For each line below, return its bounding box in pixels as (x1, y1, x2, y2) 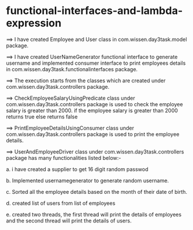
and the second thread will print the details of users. (6, 217, 132, 224)
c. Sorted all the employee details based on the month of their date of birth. (6, 188, 188, 195)
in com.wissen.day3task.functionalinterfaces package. (6, 65, 138, 72)
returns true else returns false (6, 113, 78, 120)
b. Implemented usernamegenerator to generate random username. (6, 177, 169, 184)
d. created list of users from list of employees (6, 200, 116, 207)
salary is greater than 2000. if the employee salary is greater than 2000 (6, 107, 178, 114)
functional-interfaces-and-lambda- (6, 4, 183, 18)
